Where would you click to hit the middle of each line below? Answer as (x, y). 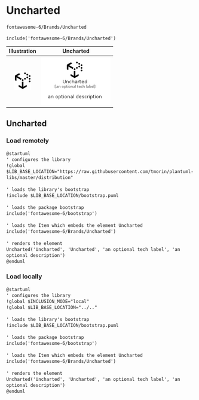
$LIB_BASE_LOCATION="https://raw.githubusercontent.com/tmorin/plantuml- (100, 171)
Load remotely (28, 140)
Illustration (23, 51)
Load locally (24, 276)
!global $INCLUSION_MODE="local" (48, 302)
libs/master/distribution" (40, 177)
